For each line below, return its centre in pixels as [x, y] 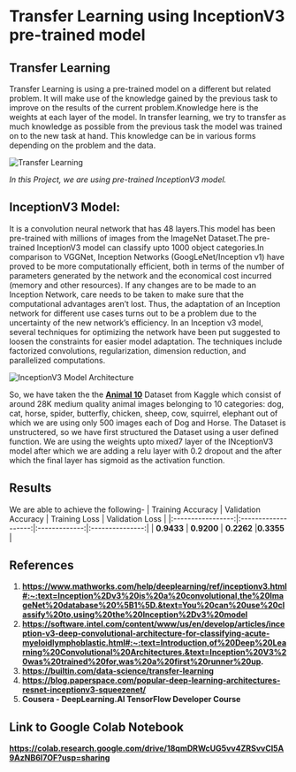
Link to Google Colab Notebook [96, 727]
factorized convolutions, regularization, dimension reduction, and [128, 350]
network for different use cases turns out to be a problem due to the [133, 313]
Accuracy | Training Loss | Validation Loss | [88, 518]
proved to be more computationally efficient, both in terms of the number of [147, 266]
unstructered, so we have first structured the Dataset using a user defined [144, 432]
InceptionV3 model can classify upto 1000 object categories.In [151, 247]
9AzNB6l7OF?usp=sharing [60, 758]
